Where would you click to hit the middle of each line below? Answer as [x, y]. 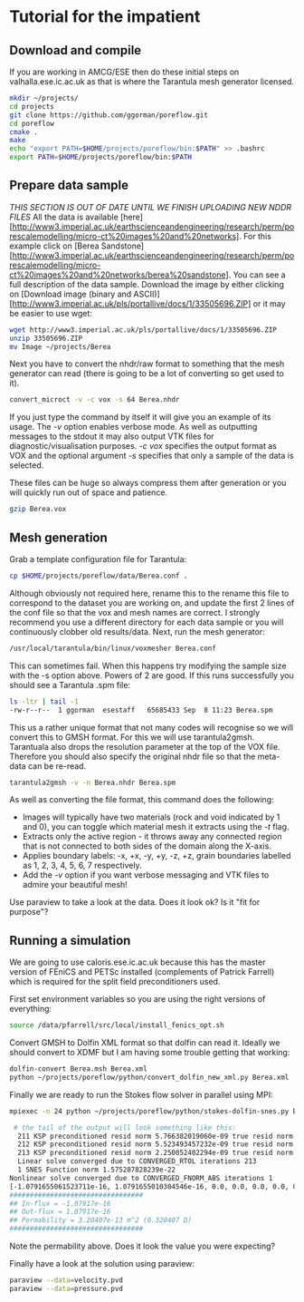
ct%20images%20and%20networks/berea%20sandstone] [119, 275]
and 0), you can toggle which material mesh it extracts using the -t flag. [156, 827]
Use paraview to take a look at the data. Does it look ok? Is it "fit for [135, 902]
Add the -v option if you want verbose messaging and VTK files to [146, 875]
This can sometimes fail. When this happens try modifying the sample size [148, 666]
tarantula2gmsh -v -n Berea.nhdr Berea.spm [93, 782]
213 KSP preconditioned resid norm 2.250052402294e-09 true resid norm [156, 1153]
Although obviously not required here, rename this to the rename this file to [149, 593]
